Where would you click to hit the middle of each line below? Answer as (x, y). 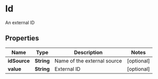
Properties (22, 38)
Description (88, 52)
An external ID (20, 22)
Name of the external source (88, 60)
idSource (19, 60)
